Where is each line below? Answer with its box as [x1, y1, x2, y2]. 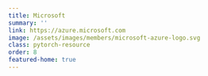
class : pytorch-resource [8, 41, 91, 49]
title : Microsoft [8, 11, 66, 20]
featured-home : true [8, 56, 77, 64]
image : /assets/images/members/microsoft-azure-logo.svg [8, 33, 201, 42]
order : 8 [8, 48, 37, 56]
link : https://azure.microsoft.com [8, 26, 126, 34]
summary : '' [8, 19, 48, 27]
